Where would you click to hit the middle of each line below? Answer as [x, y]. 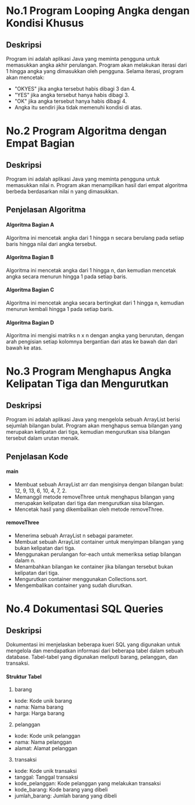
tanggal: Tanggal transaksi [46, 777]
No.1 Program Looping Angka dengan [98, 11]
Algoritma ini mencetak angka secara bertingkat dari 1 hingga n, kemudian [95, 303]
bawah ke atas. [24, 348]
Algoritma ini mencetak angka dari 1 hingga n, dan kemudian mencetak [91, 270]
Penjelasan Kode [37, 456]
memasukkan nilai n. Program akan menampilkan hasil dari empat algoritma [97, 185]
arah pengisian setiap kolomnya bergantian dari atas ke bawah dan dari [92, 342]
